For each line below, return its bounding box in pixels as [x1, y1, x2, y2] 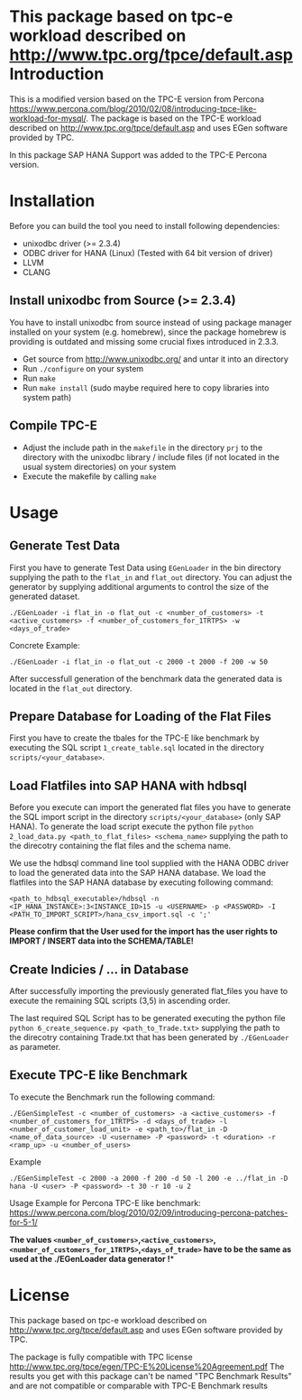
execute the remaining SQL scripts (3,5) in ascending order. [9, 995, 231, 1006]
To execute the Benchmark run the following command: [9, 1091, 215, 1102]
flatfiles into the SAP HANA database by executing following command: [9, 877, 274, 888]
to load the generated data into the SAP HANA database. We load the [9, 868, 266, 879]
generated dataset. [9, 591, 80, 602]
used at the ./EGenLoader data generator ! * [9, 1253, 175, 1264]
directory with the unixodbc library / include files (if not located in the [22, 451, 279, 462]
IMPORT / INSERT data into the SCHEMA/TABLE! [9, 935, 194, 946]
